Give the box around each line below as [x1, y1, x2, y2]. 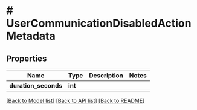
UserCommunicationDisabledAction [6, 16, 192, 30]
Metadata [6, 30, 56, 43]
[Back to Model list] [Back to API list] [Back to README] [6, 97, 145, 104]
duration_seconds [9, 82, 62, 89]
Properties [6, 53, 47, 63]
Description [88, 71, 124, 79]
